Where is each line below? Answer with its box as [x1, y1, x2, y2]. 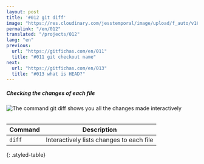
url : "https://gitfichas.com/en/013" [12, 65, 107, 71]
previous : [6, 43, 32, 49]
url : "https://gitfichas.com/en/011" [12, 48, 107, 54]
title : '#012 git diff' [6, 15, 67, 21]
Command [9, 125, 41, 134]
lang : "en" [6, 37, 34, 43]
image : [6, 20, 23, 26]
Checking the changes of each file [6, 89, 95, 97]
